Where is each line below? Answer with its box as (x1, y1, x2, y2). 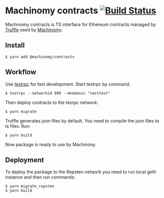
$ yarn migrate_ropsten (5, 184, 55, 189)
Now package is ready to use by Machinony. (5, 141, 97, 147)
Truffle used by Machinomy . (5, 26, 63, 32)
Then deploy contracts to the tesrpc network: (5, 99, 99, 105)
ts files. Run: (5, 123, 31, 129)
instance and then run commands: (5, 174, 76, 180)
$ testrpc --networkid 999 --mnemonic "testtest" (5, 91, 111, 96)
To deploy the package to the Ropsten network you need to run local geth (5, 169, 157, 175)
